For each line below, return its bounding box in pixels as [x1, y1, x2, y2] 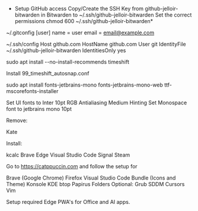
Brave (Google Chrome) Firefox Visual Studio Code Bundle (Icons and [6, 174, 176, 181]
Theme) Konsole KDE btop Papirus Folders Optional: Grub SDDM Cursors [6, 181, 185, 187]
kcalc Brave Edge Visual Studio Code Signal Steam [6, 151, 130, 158]
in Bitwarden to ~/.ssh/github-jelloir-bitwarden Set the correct [40, 11, 192, 18]
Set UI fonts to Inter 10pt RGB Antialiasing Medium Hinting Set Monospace [6, 99, 187, 106]
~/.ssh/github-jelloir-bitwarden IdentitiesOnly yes [6, 47, 126, 54]
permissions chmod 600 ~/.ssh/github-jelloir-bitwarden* [14, 18, 153, 24]
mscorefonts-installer [6, 88, 59, 94]
